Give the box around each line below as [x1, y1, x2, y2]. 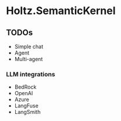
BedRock [14, 83, 37, 90]
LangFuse [14, 102, 39, 109]
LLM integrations [6, 70, 56, 78]
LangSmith [14, 109, 41, 116]
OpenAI [14, 90, 33, 97]
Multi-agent [14, 56, 43, 62]
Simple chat [14, 43, 44, 50]
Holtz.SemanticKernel [6, 4, 116, 18]
